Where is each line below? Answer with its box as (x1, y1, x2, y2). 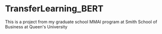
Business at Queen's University (5, 24, 68, 29)
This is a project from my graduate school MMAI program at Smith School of (5, 19, 158, 25)
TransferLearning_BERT (5, 3, 104, 14)
